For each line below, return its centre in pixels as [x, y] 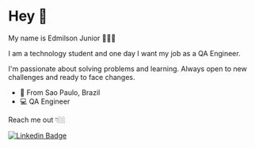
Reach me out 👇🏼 [37, 120]
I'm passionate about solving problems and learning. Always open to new [127, 68]
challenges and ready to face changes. [72, 77]
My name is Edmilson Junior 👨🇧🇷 [62, 38]
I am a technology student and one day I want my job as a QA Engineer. [124, 53]
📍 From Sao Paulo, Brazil [60, 92]
